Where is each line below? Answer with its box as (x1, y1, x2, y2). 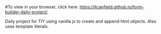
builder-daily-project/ (5, 9, 48, 15)
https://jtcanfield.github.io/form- (79, 4, 145, 10)
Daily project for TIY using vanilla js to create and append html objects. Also (5, 19, 157, 24)
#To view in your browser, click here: (5, 4, 79, 10)
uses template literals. (5, 23, 49, 29)
